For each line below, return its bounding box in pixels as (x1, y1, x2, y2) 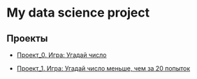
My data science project (6, 5, 150, 21)
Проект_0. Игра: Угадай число (16, 51, 107, 59)
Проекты (6, 33, 48, 44)
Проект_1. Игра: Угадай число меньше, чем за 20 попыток (16, 64, 191, 72)
